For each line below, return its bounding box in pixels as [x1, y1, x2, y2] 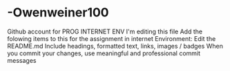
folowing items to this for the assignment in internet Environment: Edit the [7, 34, 216, 42]
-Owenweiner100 [7, 5, 109, 20]
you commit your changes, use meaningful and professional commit [7, 49, 201, 57]
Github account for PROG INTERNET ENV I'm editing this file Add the [7, 27, 202, 35]
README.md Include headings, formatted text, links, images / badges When [7, 42, 223, 50]
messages [7, 56, 37, 64]
